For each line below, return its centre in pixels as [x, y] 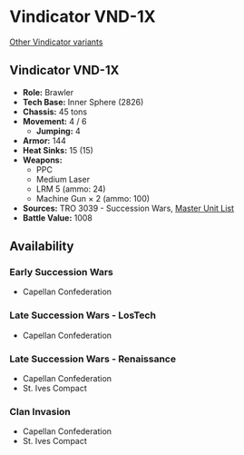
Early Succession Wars [61, 272]
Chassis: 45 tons [55, 112]
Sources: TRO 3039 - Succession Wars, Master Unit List [128, 208]
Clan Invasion [40, 411]
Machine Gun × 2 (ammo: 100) [93, 198]
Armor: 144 [44, 140]
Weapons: [42, 160]
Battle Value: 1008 [58, 218]
